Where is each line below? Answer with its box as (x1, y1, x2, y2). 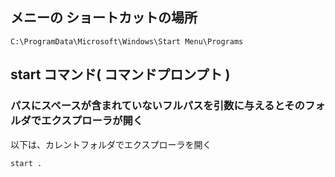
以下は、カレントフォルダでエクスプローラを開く (10, 138, 212, 150)
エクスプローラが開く (41, 114, 144, 128)
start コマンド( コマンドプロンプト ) (10, 66, 231, 83)
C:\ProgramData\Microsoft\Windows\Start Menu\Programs (10, 36, 244, 47)
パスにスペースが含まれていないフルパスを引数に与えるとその (10, 99, 305, 113)
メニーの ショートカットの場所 (10, 9, 198, 27)
